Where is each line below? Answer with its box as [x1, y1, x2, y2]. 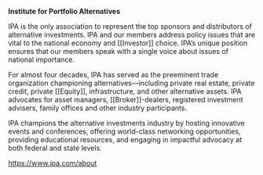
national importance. [8, 55, 75, 64]
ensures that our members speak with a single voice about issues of [8, 47, 229, 55]
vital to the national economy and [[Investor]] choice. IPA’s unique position [8, 38, 248, 48]
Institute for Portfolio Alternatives [8, 7, 120, 16]
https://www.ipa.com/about [8, 159, 97, 167]
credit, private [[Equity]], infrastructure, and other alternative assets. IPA [8, 87, 242, 96]
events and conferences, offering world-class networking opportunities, [8, 127, 241, 136]
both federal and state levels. [8, 144, 102, 152]
